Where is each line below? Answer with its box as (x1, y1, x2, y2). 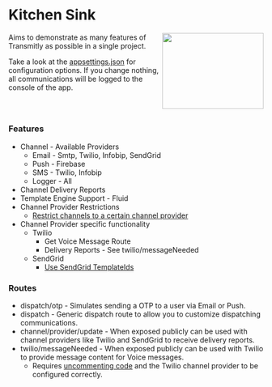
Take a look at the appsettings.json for (8, 57, 136, 66)
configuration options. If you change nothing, (8, 65, 159, 74)
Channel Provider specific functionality (19, 219, 151, 228)
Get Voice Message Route (44, 236, 131, 246)
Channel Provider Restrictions (19, 202, 120, 211)
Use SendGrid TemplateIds (44, 262, 134, 272)
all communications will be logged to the (8, 74, 143, 83)
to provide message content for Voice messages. (19, 352, 185, 362)
